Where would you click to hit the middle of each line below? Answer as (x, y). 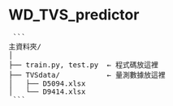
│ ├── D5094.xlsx (47, 83)
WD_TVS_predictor (74, 15)
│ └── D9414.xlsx (47, 91)
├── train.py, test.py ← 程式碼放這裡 (83, 65)
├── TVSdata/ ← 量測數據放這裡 (87, 75)
